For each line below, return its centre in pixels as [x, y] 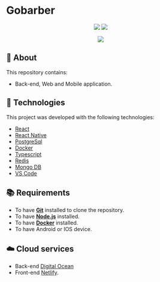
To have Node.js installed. [47, 217]
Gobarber [31, 10]
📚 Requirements [38, 192]
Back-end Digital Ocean [44, 266]
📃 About [22, 58]
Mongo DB [28, 167]
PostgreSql [28, 141]
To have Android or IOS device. [53, 229]
